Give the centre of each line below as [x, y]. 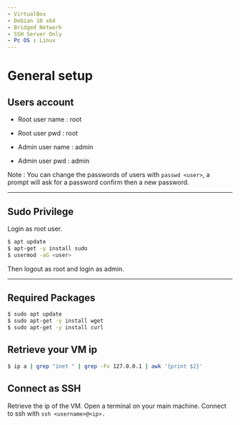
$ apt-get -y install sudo [47, 248]
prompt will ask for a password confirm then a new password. [98, 182]
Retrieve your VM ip [52, 350]
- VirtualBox [27, 14]
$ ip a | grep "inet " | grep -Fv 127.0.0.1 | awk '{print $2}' [105, 366]
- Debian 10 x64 [31, 21]
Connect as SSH [44, 389]
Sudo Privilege [41, 211]
